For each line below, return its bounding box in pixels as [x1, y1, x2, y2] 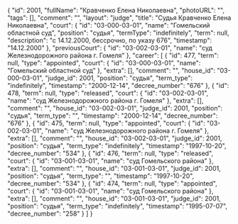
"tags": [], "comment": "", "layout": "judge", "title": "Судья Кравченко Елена [7, 13, 232, 22]
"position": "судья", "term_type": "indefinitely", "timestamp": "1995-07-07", [7, 202, 227, 210]
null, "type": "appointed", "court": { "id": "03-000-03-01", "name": [7, 59, 201, 67]
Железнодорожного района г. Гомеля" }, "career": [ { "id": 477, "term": [7, 51, 219, 60]
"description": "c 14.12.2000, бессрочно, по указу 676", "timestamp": [7, 36, 212, 45]
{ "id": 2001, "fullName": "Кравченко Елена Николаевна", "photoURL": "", [7, 6, 225, 14]
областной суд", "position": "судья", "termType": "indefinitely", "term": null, [7, 28, 229, 37]
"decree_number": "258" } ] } [7, 209, 93, 218]
